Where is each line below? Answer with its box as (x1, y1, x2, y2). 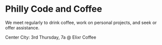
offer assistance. (5, 24, 40, 30)
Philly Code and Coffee (5, 3, 102, 15)
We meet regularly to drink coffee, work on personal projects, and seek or (5, 20, 157, 25)
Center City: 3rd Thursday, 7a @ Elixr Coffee (5, 34, 96, 40)
